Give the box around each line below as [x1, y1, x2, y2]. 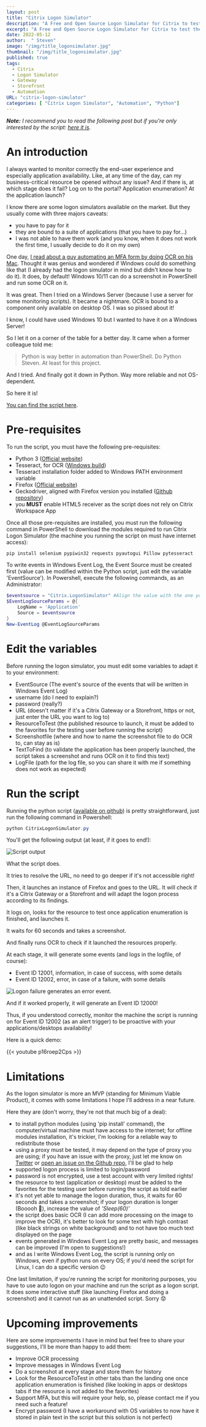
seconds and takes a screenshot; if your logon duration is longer [15, 1198, 178, 1206]
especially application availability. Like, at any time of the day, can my [6, 172, 182, 179]
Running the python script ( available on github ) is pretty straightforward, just [6, 807, 199, 814]
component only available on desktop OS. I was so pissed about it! [6, 304, 175, 311]
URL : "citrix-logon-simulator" [6, 94, 86, 101]
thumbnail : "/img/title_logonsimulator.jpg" [6, 49, 122, 55]
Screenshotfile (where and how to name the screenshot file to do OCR [15, 733, 193, 740]
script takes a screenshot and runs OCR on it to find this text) [15, 752, 170, 759]
